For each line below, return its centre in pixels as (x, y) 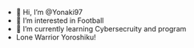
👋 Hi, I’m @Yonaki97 (49, 12)
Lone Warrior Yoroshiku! (56, 37)
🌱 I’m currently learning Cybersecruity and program (101, 29)
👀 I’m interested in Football (60, 20)
